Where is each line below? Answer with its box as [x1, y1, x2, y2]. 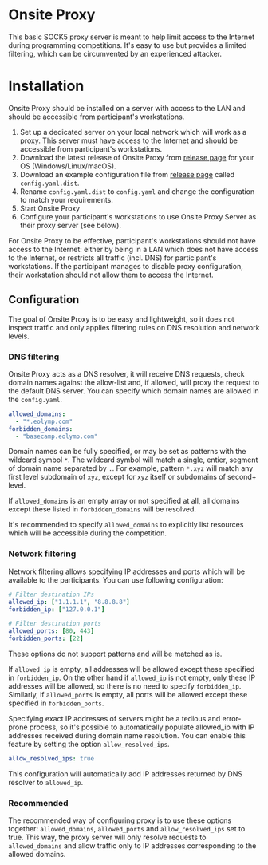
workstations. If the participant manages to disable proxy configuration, [8, 261, 243, 271]
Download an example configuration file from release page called [19, 169, 235, 179]
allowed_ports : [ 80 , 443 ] [8, 627, 94, 635]
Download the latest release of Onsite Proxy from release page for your [19, 152, 254, 162]
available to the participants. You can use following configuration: [8, 575, 223, 584]
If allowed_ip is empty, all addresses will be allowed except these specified [8, 665, 255, 674]
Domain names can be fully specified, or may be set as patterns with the [8, 447, 246, 456]
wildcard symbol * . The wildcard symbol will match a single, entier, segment [8, 455, 258, 464]
